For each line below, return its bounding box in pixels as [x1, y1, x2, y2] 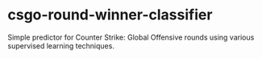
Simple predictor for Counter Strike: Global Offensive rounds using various [7, 32, 255, 42]
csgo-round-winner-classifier [7, 6, 213, 24]
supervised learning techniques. [7, 40, 114, 50]
